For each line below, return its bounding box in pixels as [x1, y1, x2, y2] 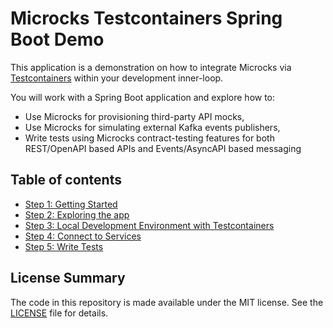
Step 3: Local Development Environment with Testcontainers [24, 219, 275, 231]
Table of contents [10, 172, 122, 189]
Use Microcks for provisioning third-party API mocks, [24, 110, 245, 122]
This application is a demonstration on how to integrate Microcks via [10, 61, 292, 73]
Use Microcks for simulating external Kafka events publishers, [24, 121, 281, 133]
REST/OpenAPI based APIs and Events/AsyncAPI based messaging [24, 142, 302, 154]
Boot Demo [10, 28, 105, 51]
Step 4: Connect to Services [24, 230, 142, 242]
